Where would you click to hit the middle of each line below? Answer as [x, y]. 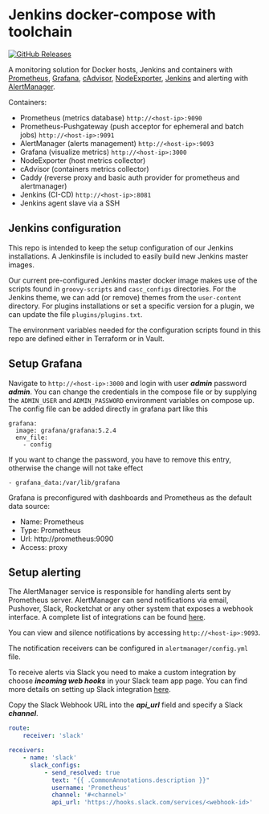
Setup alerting [45, 572]
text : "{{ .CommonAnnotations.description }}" [130, 780]
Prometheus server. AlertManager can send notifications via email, [118, 600]
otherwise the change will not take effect [76, 468]
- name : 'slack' [50, 758]
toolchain [41, 32]
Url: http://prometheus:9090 [67, 539]
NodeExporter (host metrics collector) [83, 160]
